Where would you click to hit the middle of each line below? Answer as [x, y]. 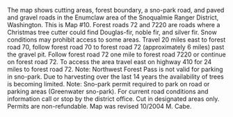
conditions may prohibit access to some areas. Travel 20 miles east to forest [116, 40]
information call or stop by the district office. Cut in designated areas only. [113, 99]
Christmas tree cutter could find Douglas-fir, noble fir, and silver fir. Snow [112, 32]
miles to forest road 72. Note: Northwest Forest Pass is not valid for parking [115, 69]
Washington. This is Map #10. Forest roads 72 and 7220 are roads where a [114, 25]
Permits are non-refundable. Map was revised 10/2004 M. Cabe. [99, 106]
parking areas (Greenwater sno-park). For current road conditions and [108, 91]
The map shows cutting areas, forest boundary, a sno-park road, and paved [116, 10]
